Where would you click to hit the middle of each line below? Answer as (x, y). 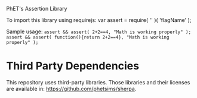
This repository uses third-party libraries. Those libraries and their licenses (98, 82)
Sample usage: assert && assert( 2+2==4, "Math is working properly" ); (99, 31)
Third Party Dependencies (73, 66)
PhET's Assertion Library (37, 9)
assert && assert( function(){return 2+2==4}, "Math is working (88, 37)
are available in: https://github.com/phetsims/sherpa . (71, 88)
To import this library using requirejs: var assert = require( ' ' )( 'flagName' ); (99, 20)
